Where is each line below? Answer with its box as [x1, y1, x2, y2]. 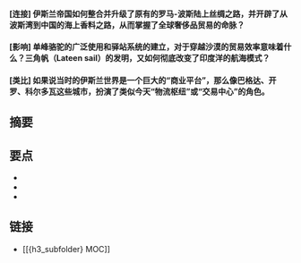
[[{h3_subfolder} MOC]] [21, 243, 110, 254]
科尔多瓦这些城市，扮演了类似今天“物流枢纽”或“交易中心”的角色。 [24, 86, 271, 97]
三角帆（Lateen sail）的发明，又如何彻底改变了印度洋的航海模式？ [24, 53, 271, 64]
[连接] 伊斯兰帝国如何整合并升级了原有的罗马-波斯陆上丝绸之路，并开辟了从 [9, 8, 288, 19]
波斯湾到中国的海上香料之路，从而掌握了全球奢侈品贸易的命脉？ [9, 19, 245, 30]
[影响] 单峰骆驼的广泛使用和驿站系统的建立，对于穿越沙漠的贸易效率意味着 [9, 41, 284, 53]
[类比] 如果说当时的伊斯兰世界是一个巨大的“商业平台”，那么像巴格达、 [9, 74, 269, 85]
